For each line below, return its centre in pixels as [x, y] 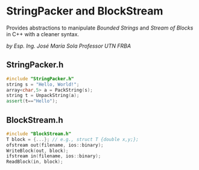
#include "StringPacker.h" [40, 79]
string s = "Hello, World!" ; [43, 84]
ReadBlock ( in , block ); [35, 162]
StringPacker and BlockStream [85, 11]
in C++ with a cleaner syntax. [43, 34]
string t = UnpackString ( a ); [43, 96]
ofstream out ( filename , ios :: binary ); [55, 145]
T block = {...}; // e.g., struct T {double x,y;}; [72, 139]
